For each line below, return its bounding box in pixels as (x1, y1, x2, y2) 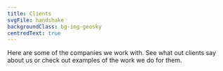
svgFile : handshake (7, 17, 65, 24)
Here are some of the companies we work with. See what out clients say (7, 49, 216, 57)
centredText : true (7, 29, 61, 37)
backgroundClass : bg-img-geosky (7, 23, 102, 30)
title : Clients (7, 10, 52, 17)
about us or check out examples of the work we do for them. (7, 56, 182, 65)
